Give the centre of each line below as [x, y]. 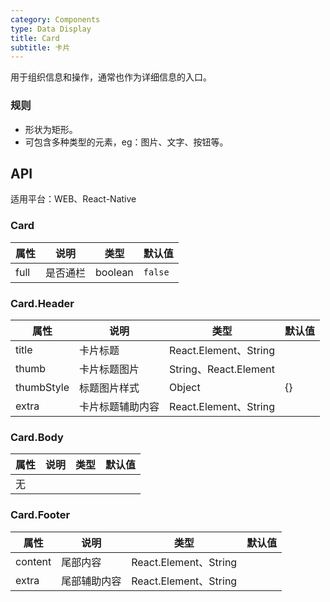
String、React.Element [222, 369]
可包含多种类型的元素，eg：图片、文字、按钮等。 [126, 142]
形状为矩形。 [51, 129]
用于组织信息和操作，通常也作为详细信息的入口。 [111, 77]
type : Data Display [51, 29]
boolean [114, 272]
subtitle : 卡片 [40, 47]
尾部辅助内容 [91, 581]
